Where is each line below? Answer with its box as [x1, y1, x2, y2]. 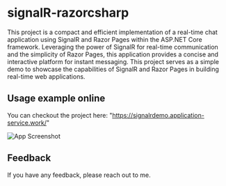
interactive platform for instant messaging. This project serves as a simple [7, 57, 219, 65]
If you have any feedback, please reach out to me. [7, 171, 151, 179]
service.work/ [7, 118, 47, 127]
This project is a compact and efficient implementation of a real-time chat [7, 28, 218, 36]
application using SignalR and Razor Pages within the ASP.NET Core [7, 35, 203, 43]
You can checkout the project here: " [7, 111, 113, 119]
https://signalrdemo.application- [112, 111, 205, 119]
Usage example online [7, 93, 106, 104]
